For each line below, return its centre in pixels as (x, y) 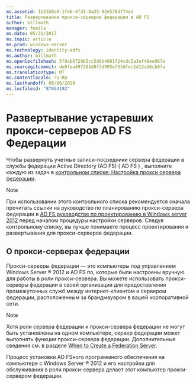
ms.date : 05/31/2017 (32, 34)
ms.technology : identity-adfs (44, 50)
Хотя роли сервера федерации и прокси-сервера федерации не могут (96, 326)
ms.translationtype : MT (36, 72)
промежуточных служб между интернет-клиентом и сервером (86, 291)
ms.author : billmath (32, 56)
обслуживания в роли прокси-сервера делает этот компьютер (86, 369)
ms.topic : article (29, 39)
